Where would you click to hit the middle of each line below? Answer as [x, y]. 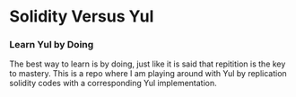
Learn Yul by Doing [52, 45]
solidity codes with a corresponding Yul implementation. [113, 84]
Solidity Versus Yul [82, 17]
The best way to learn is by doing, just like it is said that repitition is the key [148, 64]
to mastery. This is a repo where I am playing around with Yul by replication [148, 74]
